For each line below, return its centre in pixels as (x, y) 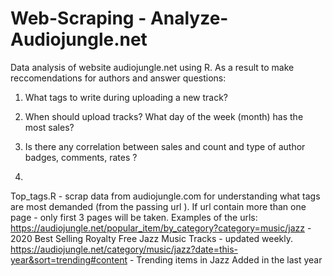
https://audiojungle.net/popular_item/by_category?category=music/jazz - (161, 228)
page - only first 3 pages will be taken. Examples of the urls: (134, 217)
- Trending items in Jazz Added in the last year (226, 259)
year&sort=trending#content (69, 259)
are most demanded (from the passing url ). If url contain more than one (158, 206)
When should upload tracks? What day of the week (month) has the (164, 116)
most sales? (49, 127)
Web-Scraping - (78, 18)
